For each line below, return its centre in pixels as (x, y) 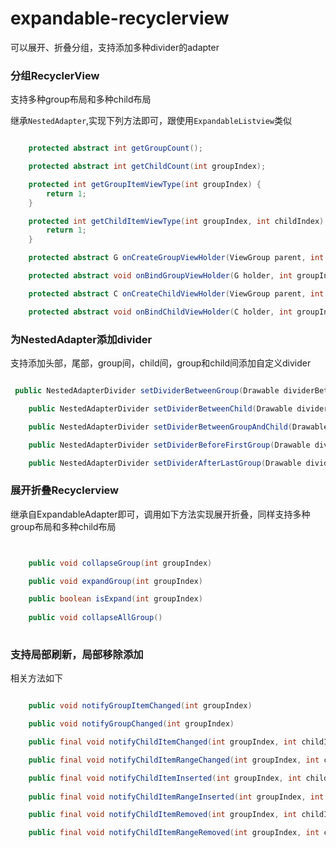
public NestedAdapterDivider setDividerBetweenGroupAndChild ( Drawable (178, 427)
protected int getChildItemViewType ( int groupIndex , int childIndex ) (176, 221)
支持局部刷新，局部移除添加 (77, 654)
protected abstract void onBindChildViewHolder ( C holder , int (160, 312)
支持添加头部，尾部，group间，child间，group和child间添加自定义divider (161, 363)
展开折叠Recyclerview (65, 490)
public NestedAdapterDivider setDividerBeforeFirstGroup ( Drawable (169, 445)
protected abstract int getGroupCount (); (115, 148)
